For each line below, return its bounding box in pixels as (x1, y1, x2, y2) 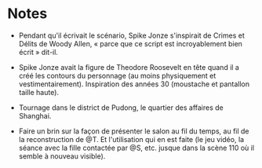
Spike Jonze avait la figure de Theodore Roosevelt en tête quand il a (18, 62, 240, 71)
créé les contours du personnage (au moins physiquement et (18, 71, 217, 80)
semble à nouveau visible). (18, 151, 106, 161)
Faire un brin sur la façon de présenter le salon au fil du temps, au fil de (18, 126, 249, 136)
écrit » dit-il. (18, 47, 58, 57)
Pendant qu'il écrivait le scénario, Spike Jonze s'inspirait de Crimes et (18, 31, 245, 40)
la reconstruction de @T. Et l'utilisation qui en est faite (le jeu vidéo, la (18, 134, 245, 144)
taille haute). (18, 87, 60, 97)
